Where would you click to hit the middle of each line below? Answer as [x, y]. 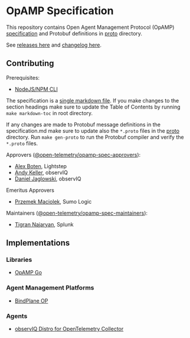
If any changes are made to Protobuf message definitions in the [83, 124]
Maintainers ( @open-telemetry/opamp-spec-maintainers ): [77, 213]
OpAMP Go [28, 273]
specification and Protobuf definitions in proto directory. [74, 33]
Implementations [38, 243]
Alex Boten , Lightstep [40, 166]
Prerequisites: [23, 77]
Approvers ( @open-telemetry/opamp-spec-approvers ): [73, 155]
